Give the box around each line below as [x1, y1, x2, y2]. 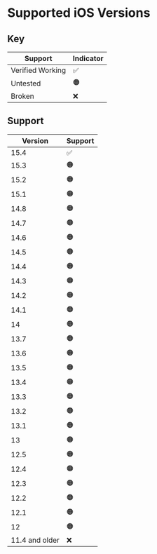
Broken [11, 91, 35, 101]
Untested [11, 79, 41, 88]
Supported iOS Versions [7, 5, 151, 21]
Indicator [72, 54, 104, 63]
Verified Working [11, 65, 67, 75]
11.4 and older [11, 535, 60, 545]
